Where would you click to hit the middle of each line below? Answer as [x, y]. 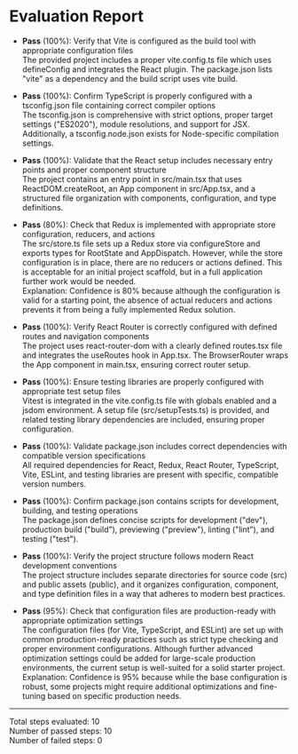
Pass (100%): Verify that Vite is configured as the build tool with [139, 41]
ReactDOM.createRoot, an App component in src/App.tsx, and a [138, 188]
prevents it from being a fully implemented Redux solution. [129, 309]
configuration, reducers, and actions [89, 234]
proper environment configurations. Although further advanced [137, 648]
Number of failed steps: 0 [56, 740]
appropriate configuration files [78, 50]
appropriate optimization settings [82, 620]
